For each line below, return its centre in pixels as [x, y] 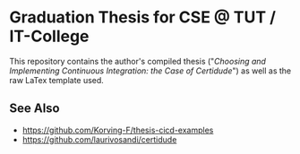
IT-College [49, 36]
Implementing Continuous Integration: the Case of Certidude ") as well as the [150, 71]
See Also [34, 109]
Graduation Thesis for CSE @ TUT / [142, 17]
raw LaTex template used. [57, 80]
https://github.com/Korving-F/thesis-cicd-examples [118, 130]
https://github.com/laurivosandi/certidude [99, 139]
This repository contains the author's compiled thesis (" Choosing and [138, 61]
